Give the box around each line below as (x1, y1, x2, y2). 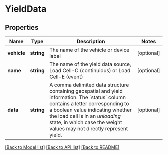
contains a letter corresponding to (49, 100, 129, 107)
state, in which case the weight (49, 119, 122, 126)
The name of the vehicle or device (49, 46, 130, 53)
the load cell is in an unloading (49, 113, 121, 119)
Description (76, 38, 105, 45)
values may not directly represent (49, 125, 128, 132)
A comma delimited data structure (49, 81, 129, 88)
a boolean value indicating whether (49, 106, 132, 113)
